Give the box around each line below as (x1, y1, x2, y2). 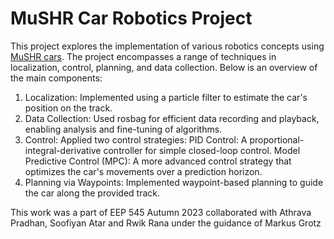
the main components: (10, 72, 103, 84)
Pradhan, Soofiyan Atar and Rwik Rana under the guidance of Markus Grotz (10, 217, 322, 229)
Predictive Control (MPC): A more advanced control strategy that (24, 155, 292, 167)
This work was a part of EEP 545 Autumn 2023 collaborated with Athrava (10, 206, 312, 218)
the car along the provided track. (24, 187, 161, 199)
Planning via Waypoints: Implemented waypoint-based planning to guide (24, 176, 324, 188)
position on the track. (24, 102, 113, 114)
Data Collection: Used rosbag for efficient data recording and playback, (24, 112, 320, 124)
